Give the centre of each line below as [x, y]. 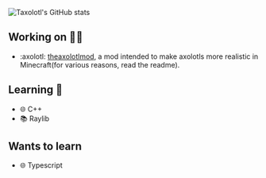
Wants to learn [45, 147]
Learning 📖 [36, 90]
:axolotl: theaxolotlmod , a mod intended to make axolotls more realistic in [139, 56]
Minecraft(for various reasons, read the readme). [100, 64]
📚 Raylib [35, 118]
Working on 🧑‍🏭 [46, 37]
